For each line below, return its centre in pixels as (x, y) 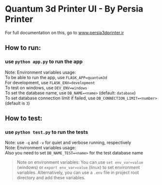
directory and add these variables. (51, 178)
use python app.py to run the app (44, 62)
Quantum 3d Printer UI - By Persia (74, 9)
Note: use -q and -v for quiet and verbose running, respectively (68, 143)
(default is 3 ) (17, 103)
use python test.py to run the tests (47, 132)
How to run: (23, 48)
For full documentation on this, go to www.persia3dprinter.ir (65, 32)
